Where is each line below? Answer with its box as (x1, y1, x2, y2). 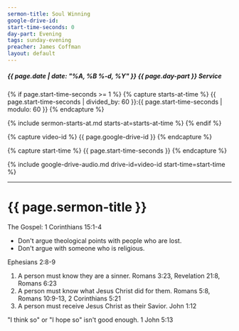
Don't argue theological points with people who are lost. (17, 236, 182, 245)
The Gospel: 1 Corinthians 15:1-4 (7, 222, 102, 231)
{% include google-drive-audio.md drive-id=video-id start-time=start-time (7, 160, 225, 168)
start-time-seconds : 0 (7, 23, 75, 31)
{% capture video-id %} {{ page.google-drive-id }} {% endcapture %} (7, 132, 213, 141)
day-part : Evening (7, 30, 62, 38)
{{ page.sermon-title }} (7, 200, 147, 215)
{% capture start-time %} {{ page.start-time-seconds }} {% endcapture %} (7, 146, 228, 155)
